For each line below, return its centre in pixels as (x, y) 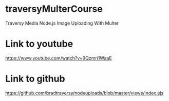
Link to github (35, 79)
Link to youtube (39, 44)
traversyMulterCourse (54, 9)
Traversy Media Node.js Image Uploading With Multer (62, 23)
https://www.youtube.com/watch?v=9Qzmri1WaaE (59, 58)
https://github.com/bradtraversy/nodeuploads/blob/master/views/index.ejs (85, 93)
